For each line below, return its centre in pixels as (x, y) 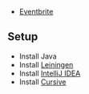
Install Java (38, 56)
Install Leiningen (46, 64)
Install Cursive (42, 82)
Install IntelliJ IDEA (50, 73)
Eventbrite (36, 12)
